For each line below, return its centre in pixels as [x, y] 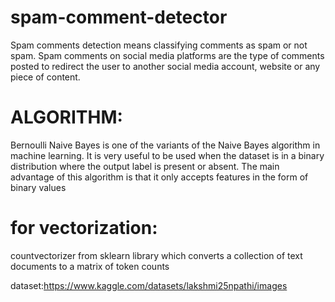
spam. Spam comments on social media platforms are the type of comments [167, 55]
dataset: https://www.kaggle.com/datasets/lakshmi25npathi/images [149, 285]
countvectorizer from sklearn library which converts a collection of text [156, 255]
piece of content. [45, 77]
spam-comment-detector [119, 17]
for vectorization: [84, 228]
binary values [38, 187]
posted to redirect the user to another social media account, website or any [165, 66]
